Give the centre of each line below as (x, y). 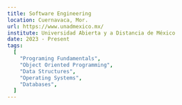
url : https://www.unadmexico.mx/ (56, 26)
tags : (15, 46)
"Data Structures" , (48, 71)
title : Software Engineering (49, 13)
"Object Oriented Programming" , (66, 65)
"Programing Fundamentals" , (60, 59)
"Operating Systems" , (51, 78)
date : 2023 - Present (39, 39)
